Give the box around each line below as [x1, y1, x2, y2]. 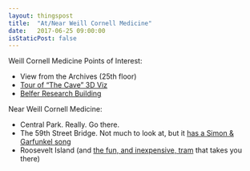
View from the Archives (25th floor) [19, 71, 137, 81]
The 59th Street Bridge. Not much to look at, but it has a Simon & [19, 128, 234, 138]
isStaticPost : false [8, 34, 78, 43]
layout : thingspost [8, 11, 74, 20]
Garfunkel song [19, 137, 71, 147]
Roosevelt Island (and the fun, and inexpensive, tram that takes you [19, 145, 243, 155]
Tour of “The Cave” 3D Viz [19, 80, 108, 90]
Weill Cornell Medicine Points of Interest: [8, 56, 143, 66]
